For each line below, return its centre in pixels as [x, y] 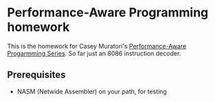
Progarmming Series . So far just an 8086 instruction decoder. [94, 53]
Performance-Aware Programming [108, 13]
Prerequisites [36, 75]
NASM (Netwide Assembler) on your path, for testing [92, 91]
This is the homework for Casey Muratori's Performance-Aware [97, 46]
